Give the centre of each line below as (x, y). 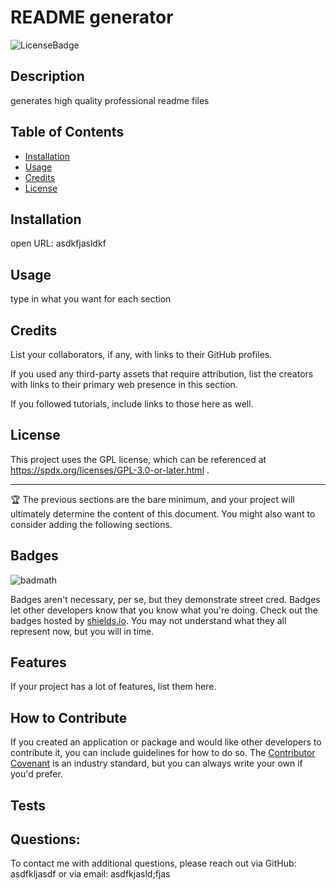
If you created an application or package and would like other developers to (166, 742)
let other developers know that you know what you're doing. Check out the (164, 610)
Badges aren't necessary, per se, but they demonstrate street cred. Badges (165, 599)
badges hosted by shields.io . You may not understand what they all (148, 620)
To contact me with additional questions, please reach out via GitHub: (153, 863)
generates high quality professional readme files (110, 100)
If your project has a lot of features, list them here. (113, 687)
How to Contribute (69, 717)
